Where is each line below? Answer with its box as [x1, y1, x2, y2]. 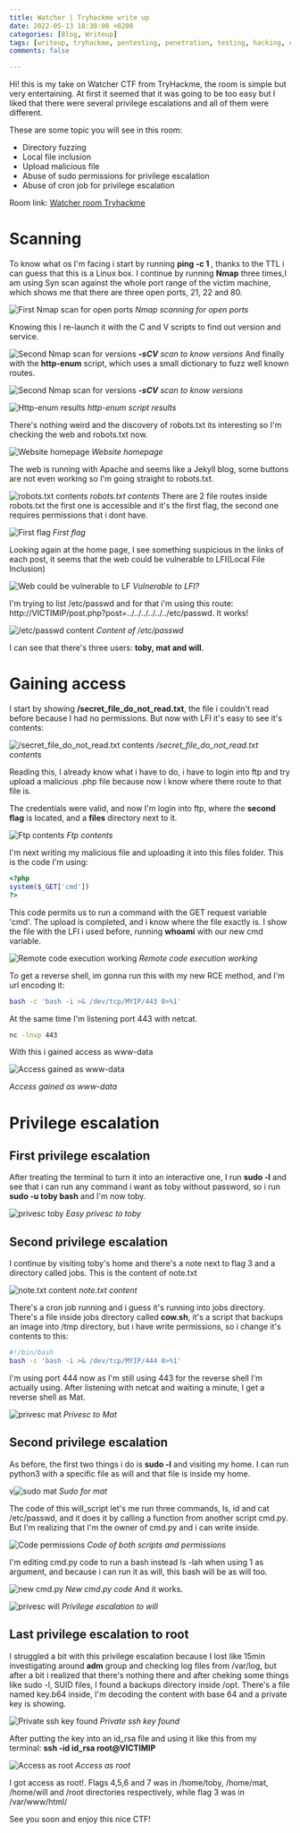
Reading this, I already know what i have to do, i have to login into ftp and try [9, 767, 290, 777]
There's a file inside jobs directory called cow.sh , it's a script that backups [9, 1312, 284, 1323]
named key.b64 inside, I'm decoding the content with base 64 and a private [9, 1689, 287, 1700]
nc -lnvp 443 [9, 1031, 58, 1040]
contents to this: [9, 1331, 69, 1341]
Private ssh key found [99, 1716, 180, 1726]
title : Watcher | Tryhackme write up [9, 13, 150, 22]
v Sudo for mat [9, 1486, 108, 1496]
